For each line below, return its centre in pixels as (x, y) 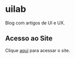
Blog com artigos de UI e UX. (35, 23)
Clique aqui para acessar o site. (38, 50)
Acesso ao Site (29, 38)
